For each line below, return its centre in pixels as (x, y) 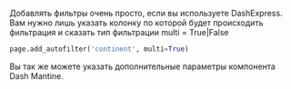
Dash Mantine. (36, 75)
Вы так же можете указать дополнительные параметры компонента (142, 66)
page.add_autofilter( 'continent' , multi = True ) (99, 49)
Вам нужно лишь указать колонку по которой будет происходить (136, 23)
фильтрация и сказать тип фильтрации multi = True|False (119, 32)
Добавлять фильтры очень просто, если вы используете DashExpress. (146, 13)
